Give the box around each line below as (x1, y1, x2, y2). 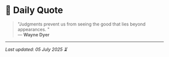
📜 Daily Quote (5, 4, 63, 16)
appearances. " (17, 26, 50, 32)
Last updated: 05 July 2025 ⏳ (5, 46, 67, 52)
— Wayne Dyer (17, 31, 50, 37)
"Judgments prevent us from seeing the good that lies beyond (17, 21, 146, 27)
